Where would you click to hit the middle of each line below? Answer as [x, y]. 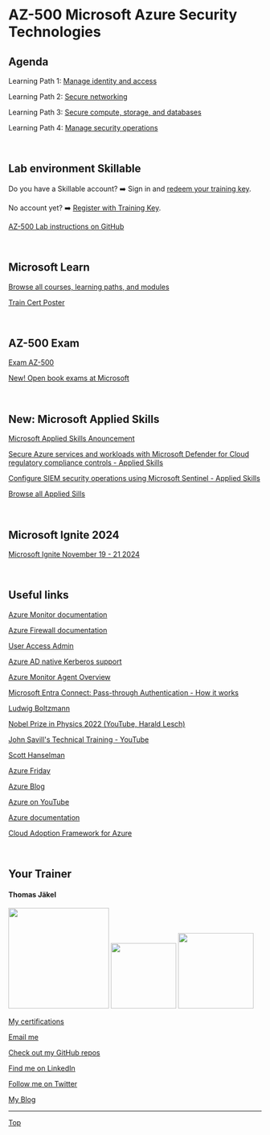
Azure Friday [29, 770]
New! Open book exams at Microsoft [69, 378]
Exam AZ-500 [31, 362]
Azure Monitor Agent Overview [59, 677]
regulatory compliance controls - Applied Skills [86, 463]
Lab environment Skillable [75, 169]
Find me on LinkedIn [42, 1068]
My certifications [36, 1021]
